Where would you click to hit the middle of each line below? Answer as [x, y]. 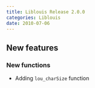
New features [32, 48]
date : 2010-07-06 [28, 23]
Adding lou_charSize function [52, 78]
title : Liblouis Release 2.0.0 [46, 12]
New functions [28, 65]
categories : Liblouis [34, 18]
